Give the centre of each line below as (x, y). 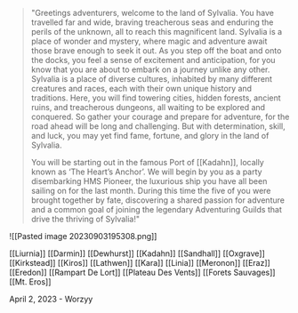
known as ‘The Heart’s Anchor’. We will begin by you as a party (146, 172)
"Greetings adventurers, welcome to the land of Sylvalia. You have (152, 13)
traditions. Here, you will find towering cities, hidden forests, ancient (156, 98)
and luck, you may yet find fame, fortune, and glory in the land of (150, 136)
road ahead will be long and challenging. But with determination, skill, (158, 126)
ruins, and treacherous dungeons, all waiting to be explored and (148, 107)
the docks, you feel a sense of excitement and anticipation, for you (153, 60)
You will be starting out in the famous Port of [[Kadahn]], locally (147, 162)
